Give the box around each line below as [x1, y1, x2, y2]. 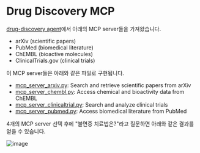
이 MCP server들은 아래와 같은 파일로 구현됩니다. [6, 69, 124, 77]
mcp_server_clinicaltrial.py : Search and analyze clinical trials [15, 101, 168, 108]
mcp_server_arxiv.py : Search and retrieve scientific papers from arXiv [15, 81, 191, 89]
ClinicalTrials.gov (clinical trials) [15, 57, 95, 64]
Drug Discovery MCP [6, 4, 115, 18]
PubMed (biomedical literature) [15, 44, 94, 51]
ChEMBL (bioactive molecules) [15, 50, 94, 57]
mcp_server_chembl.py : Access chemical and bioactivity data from [15, 88, 185, 95]
